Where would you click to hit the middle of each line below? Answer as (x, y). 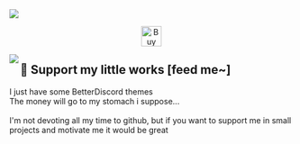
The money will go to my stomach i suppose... (95, 101)
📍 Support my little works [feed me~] (126, 70)
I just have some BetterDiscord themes (81, 91)
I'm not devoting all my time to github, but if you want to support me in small (150, 120)
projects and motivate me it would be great (89, 130)
